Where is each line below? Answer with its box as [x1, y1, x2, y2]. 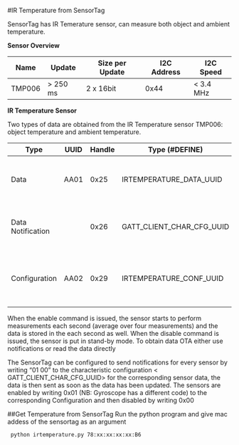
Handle [90, 145, 115, 154]
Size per [97, 58, 127, 68]
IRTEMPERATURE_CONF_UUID [122, 274, 224, 283]
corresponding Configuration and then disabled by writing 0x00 [7, 396, 194, 404]
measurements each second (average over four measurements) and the [7, 322, 218, 330]
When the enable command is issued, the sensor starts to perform [7, 314, 202, 322]
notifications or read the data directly [7, 344, 116, 352]
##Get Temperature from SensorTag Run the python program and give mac [7, 410, 228, 418]
